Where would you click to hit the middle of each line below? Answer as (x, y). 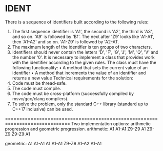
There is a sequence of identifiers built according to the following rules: (77, 22)
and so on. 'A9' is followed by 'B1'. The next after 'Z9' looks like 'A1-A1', (83, 37)
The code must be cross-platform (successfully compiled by (73, 94)
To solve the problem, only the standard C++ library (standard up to (80, 104)
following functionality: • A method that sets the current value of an (80, 67)
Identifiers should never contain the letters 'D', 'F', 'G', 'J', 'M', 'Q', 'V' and (85, 52)
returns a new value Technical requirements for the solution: (72, 78)
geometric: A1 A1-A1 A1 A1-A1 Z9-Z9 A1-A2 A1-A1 (53, 143)
